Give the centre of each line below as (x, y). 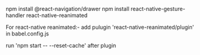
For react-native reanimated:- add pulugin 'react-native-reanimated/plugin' (100, 27)
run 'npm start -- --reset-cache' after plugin (61, 46)
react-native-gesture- (158, 9)
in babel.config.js (27, 34)
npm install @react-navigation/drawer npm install (67, 9)
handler (15, 15)
